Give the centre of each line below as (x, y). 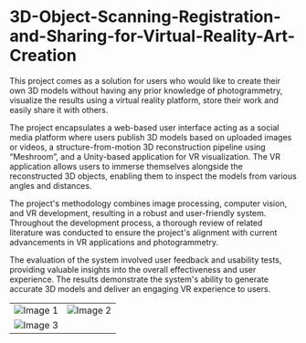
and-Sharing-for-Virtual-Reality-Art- (152, 36)
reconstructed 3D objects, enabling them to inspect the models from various (153, 176)
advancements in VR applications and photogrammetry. (114, 242)
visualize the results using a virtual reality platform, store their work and (144, 100)
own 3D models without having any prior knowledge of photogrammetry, (146, 90)
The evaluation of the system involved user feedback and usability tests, (146, 260)
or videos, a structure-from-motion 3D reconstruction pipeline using (138, 147)
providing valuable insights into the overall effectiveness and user (133, 269)
